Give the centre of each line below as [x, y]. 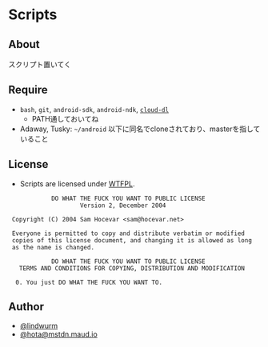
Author [26, 307]
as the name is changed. [53, 247]
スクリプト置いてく [40, 64]
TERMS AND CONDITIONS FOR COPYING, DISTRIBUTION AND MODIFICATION [132, 268]
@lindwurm [39, 326]
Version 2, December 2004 [123, 205]
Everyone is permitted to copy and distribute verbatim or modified [128, 233]
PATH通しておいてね [65, 118]
